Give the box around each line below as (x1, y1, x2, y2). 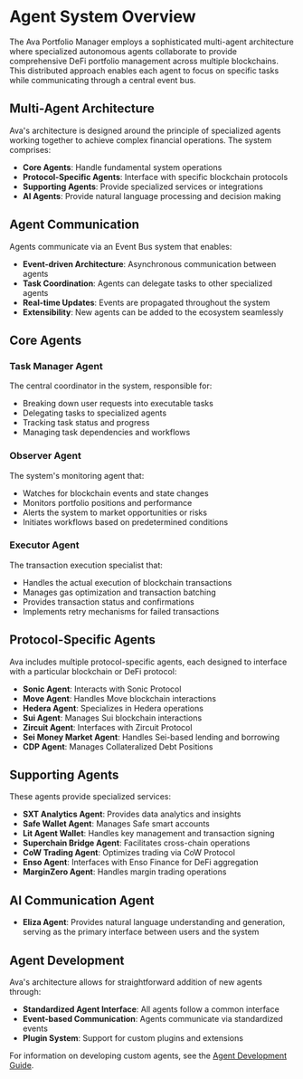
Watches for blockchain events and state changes (22, 487, 210, 499)
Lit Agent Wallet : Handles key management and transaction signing (22, 828, 275, 839)
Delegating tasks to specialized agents (22, 407, 167, 418)
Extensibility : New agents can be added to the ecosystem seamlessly (22, 306, 284, 318)
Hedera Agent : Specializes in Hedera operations (22, 702, 204, 713)
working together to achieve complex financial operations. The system (9, 134, 272, 146)
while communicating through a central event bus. (9, 74, 196, 85)
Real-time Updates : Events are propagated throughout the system (22, 297, 270, 308)
